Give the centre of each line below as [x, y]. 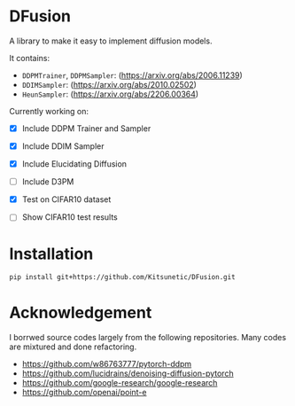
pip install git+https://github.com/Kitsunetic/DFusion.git [123, 277]
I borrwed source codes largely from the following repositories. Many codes [147, 338]
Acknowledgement [81, 313]
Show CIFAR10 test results [70, 217]
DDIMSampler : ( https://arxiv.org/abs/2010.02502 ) [109, 84]
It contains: [30, 58]
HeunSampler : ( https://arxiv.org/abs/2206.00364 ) [110, 94]
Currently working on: [49, 111]
